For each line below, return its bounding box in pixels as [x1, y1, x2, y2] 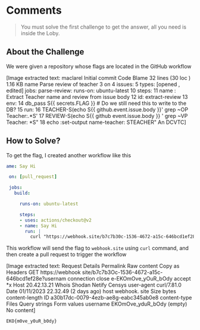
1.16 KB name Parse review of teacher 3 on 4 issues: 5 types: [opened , [6, 80, 180, 88]
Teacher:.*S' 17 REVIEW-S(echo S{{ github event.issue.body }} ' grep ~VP [6, 112, 188, 119]
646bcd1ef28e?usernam [6, 275, 67, 282]
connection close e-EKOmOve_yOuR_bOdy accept [67, 275, 191, 282]
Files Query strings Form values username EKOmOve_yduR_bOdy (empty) [6, 300, 187, 307]
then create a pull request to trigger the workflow [6, 251, 127, 258]
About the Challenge [6, 47, 85, 57]
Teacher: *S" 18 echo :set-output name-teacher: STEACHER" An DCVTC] [6, 119, 186, 126]
